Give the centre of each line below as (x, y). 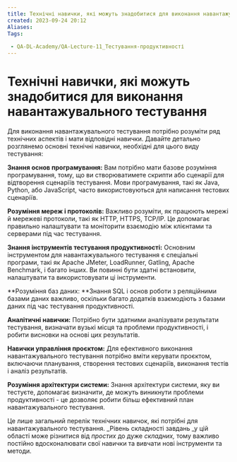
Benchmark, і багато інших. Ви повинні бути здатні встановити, (102, 270)
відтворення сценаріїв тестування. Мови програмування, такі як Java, (114, 182)
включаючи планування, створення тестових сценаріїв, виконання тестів (118, 363)
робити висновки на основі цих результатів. (74, 334)
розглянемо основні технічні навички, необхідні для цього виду (103, 146)
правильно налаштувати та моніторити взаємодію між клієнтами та (110, 226)
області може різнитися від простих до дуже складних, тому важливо (114, 436)
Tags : (15, 34)
